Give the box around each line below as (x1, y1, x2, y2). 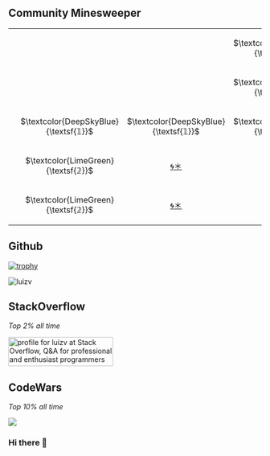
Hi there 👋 (8, 438, 48, 449)
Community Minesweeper (8, 6, 141, 20)
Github (8, 240, 43, 253)
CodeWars (8, 380, 63, 394)
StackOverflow (8, 300, 86, 314)
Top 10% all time (8, 402, 63, 412)
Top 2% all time (8, 321, 60, 331)
